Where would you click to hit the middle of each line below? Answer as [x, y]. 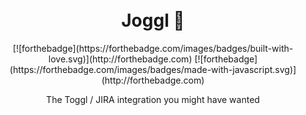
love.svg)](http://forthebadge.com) [120, 59]
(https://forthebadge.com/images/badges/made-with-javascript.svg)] [153, 69]
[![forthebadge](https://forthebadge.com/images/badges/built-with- [153, 48]
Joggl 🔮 [153, 20]
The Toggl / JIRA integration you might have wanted [153, 99]
